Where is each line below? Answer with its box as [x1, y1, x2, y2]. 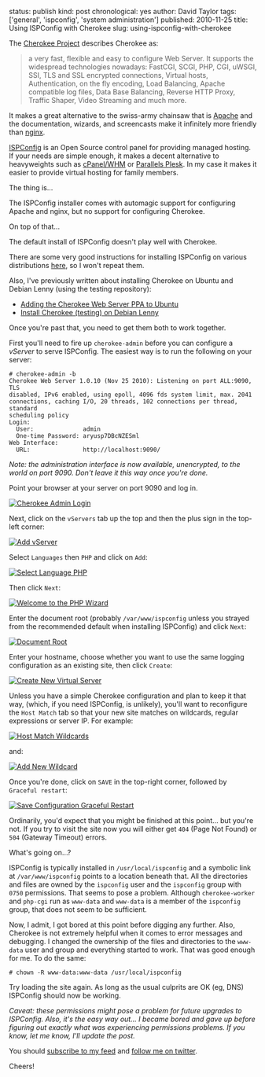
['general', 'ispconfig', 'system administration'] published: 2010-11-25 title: [9, 15, 248, 24]
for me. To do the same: [9, 954, 86, 962]
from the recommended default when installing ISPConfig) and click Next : [9, 622, 247, 631]
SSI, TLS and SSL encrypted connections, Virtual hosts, [28, 71, 208, 79]
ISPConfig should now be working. [9, 991, 121, 1000]
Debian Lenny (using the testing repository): [9, 285, 152, 293]
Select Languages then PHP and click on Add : [9, 553, 148, 561]
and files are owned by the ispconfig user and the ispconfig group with [9, 880, 242, 889]
